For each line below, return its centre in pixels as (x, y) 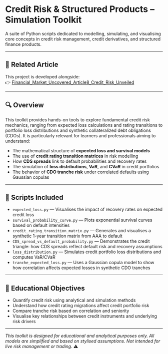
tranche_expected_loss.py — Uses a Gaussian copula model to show (83, 263)
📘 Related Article (32, 65)
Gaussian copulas (31, 177)
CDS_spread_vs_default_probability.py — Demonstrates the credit (81, 241)
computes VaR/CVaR (34, 257)
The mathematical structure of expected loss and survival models (81, 150)
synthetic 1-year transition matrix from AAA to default (67, 236)
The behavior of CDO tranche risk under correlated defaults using (80, 172)
